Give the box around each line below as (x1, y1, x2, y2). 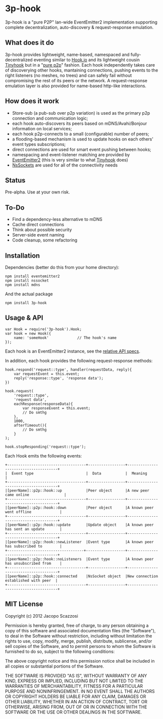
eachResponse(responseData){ (14, 401, 73, 407)
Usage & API (5, 314, 43, 322)
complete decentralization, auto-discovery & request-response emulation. (5, 24, 154, 30)
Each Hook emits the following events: (5, 453, 82, 458)
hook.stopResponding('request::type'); (5, 444, 86, 449)
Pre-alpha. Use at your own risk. (5, 189, 70, 195)
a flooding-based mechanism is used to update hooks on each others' (12, 136, 154, 142)
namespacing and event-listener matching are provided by (12, 151, 130, 157)
